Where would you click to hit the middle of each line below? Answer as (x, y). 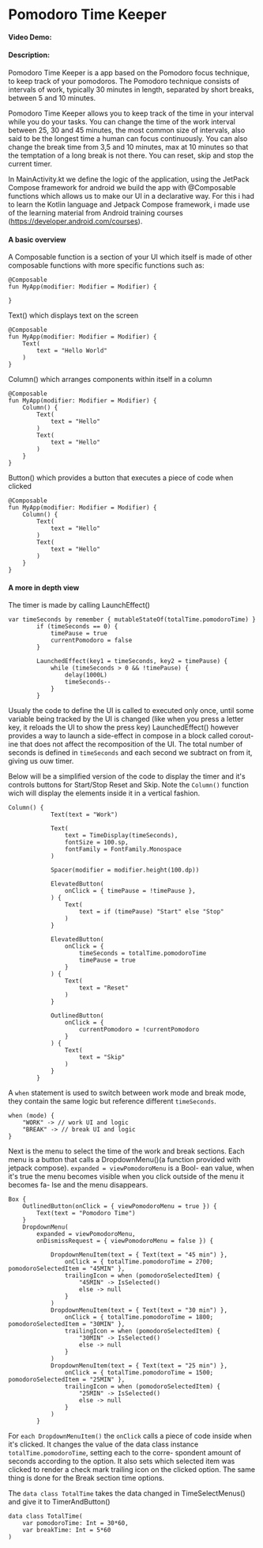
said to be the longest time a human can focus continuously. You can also (128, 138)
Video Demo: (30, 36)
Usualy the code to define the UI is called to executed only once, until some (131, 711)
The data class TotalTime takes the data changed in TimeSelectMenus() (127, 1493)
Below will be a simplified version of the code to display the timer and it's (127, 776)
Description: (29, 55)
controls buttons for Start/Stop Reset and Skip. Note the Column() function (128, 785)
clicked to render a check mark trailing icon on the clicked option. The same (131, 1470)
